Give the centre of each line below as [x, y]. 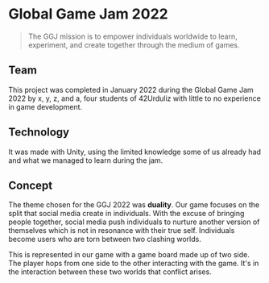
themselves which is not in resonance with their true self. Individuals [122, 231]
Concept [31, 185]
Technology [39, 133]
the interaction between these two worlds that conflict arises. [110, 272]
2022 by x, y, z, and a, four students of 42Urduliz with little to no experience [135, 98]
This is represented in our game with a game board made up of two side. [129, 255]
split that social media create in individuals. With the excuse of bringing [126, 214]
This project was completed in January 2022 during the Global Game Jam [131, 89]
